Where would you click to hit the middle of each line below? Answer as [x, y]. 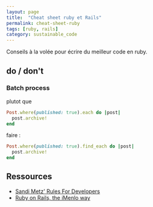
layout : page [23, 12]
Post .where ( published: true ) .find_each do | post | [70, 146]
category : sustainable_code [42, 35]
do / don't [25, 71]
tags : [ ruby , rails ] [32, 29]
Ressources [29, 177]
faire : [14, 135]
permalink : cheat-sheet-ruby [43, 23]
